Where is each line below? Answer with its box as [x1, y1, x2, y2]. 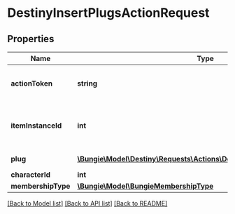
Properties [7, 33, 55, 45]
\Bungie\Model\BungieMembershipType [76, 181, 214, 191]
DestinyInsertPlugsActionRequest [7, 5, 210, 21]
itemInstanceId [10, 121, 62, 131]
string [76, 79, 98, 88]
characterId [10, 170, 51, 180]
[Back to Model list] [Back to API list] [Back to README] [7, 199, 168, 208]
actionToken [10, 79, 53, 88]
